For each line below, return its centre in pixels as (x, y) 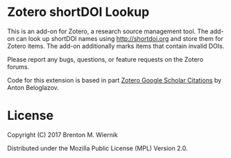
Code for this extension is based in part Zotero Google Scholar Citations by (114, 80)
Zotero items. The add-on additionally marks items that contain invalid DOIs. (116, 46)
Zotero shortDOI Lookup (78, 12)
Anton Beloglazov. (33, 87)
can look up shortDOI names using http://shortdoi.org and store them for (120, 38)
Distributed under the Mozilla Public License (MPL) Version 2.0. (98, 148)
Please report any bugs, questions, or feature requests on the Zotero (105, 59)
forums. (18, 67)
